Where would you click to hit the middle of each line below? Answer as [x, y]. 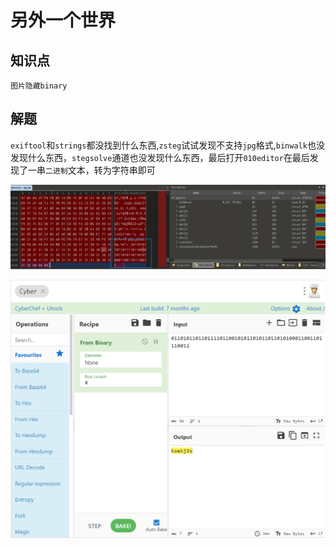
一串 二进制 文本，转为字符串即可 [91, 170]
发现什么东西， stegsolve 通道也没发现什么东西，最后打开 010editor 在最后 [160, 157]
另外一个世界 [63, 20]
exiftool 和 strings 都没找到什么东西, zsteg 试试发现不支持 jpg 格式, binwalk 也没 [167, 145]
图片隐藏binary [39, 86]
